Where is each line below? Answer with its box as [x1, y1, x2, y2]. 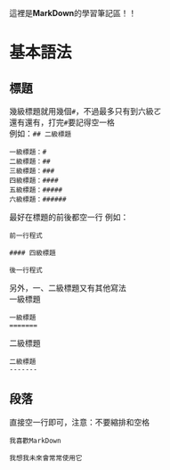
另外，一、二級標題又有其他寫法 [9, 283, 126, 293]
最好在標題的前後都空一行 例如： [9, 212, 129, 222]
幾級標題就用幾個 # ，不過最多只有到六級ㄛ [9, 106, 162, 116]
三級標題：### [9, 167, 55, 176]
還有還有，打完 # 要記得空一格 [9, 117, 116, 128]
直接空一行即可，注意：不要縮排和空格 [9, 416, 150, 427]
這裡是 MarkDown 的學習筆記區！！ [9, 8, 137, 18]
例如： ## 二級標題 [9, 128, 72, 138]
